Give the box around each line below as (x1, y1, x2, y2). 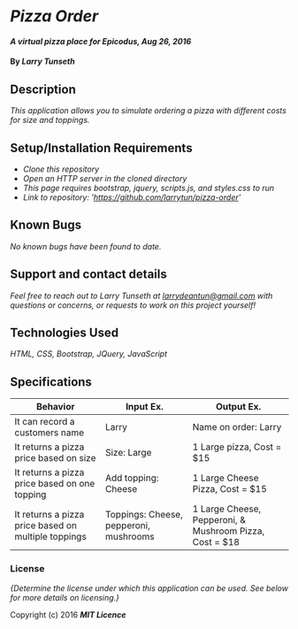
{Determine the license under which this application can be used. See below (10, 582, 288, 594)
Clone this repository (22, 164, 100, 174)
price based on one (14, 478, 96, 490)
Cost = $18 (192, 536, 240, 548)
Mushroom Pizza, (192, 525, 265, 537)
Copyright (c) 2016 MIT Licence (10, 609, 126, 620)
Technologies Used (10, 326, 118, 341)
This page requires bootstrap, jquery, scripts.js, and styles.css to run (22, 183, 275, 193)
